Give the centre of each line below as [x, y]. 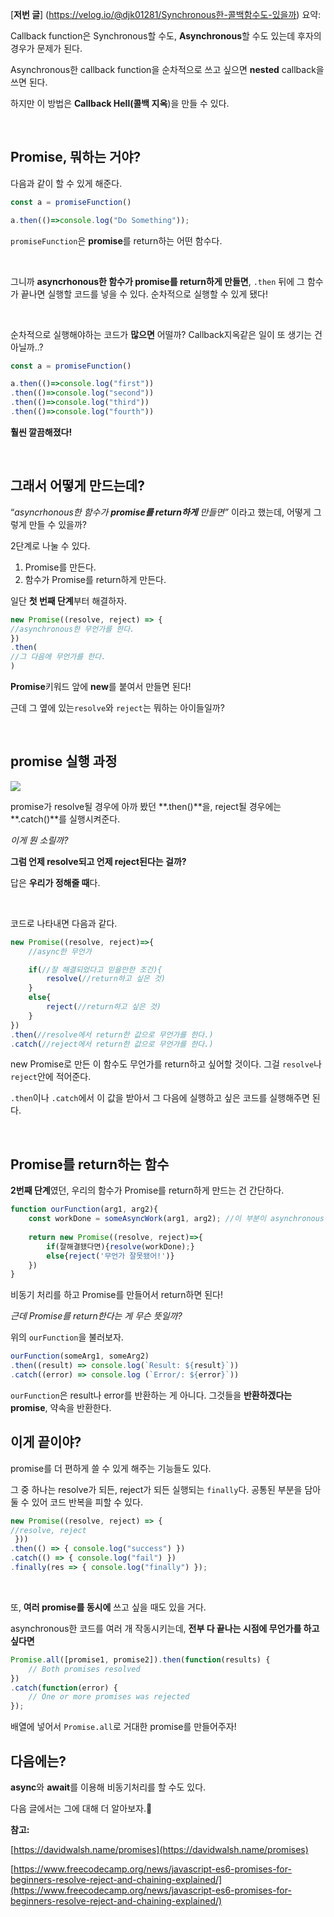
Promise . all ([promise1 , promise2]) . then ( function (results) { [140, 1659]
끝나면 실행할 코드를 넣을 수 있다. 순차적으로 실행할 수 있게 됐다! [144, 294]
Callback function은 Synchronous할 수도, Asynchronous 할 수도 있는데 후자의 [166, 36]
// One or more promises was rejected [109, 1697]
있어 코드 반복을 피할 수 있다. [87, 1502]
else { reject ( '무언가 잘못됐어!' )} [110, 1256]
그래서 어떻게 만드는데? [77, 486]
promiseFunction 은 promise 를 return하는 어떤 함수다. [116, 240]
